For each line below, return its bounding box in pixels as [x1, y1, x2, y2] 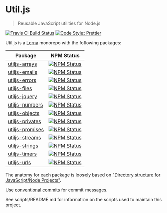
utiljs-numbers [8, 101, 43, 108]
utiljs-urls [8, 158, 31, 166]
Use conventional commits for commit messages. [5, 187, 108, 193]
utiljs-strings [8, 142, 39, 149]
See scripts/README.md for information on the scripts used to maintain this [5, 196, 162, 202]
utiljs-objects [8, 110, 40, 117]
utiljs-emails [8, 68, 38, 75]
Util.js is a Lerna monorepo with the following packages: [5, 39, 122, 46]
